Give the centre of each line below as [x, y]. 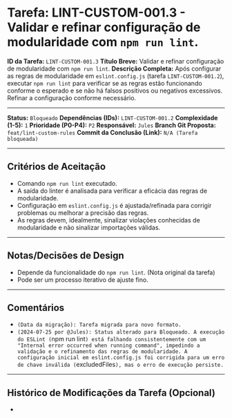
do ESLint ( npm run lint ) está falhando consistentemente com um [112, 339]
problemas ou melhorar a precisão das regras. [83, 213]
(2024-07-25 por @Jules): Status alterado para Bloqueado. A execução [121, 332]
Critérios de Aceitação [56, 167]
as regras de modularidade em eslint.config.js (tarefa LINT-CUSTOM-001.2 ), [116, 76]
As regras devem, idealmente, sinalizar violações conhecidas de [108, 220]
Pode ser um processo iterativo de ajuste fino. [83, 279]
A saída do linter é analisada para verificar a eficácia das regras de [112, 191]
